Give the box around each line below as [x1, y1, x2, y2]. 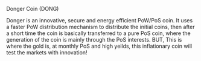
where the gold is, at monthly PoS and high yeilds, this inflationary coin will [6, 42, 192, 50]
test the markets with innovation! [6, 49, 88, 56]
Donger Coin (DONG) [6, 5, 59, 12]
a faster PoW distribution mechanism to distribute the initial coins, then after [6, 24, 195, 30]
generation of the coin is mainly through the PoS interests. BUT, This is [6, 36, 182, 43]
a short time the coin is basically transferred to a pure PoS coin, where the [6, 30, 191, 37]
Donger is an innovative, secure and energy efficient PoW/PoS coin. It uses [6, 17, 193, 24]
